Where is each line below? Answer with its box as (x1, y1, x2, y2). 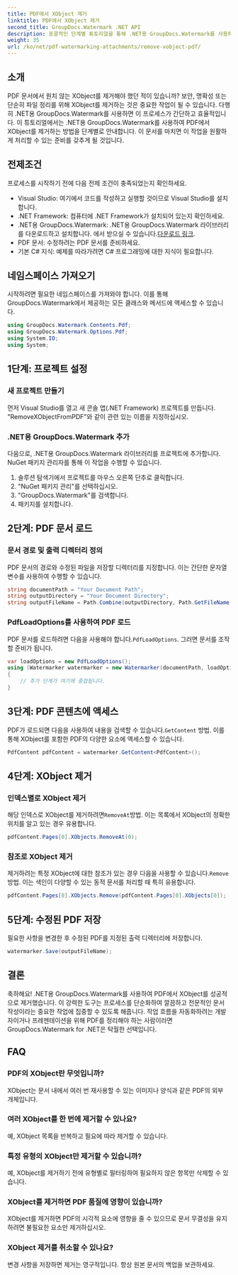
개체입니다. (7, 1095, 38, 1103)
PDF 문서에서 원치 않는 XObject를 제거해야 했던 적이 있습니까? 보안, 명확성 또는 (7, 91, 227, 100)
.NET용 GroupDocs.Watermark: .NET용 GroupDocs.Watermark (17, 221, 199, 229)
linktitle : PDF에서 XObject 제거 (7, 17, 101, 24)
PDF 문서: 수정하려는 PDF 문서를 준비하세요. (17, 238, 140, 247)
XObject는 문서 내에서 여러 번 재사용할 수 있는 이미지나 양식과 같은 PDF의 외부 (7, 1086, 224, 1094)
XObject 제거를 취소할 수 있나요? (7, 1242, 114, 1252)
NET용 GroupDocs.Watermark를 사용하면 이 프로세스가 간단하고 (16, 109, 196, 118)
